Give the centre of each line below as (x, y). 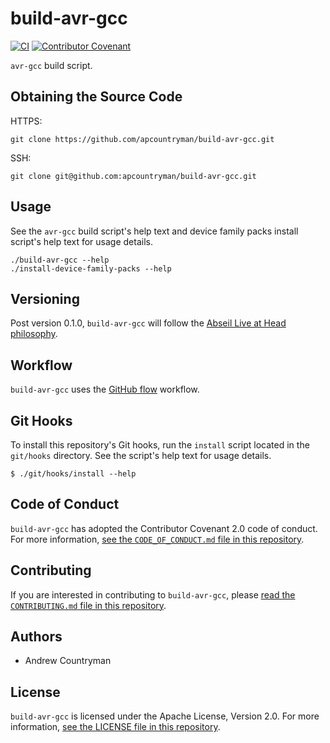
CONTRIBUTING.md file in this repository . (88, 605)
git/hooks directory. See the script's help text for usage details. (141, 455)
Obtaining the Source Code (96, 97)
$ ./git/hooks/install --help (73, 474)
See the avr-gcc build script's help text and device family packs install (154, 231)
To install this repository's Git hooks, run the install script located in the (160, 445)
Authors (36, 637)
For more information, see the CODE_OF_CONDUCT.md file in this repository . (157, 539)
